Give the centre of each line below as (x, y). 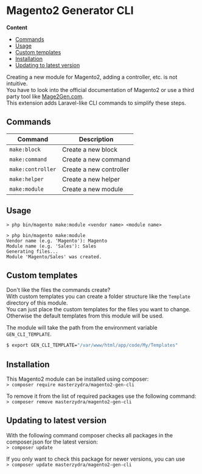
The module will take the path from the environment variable (82, 328)
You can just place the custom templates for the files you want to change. (99, 310)
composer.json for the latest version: (52, 442)
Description (96, 139)
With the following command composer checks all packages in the (90, 435)
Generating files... (33, 251)
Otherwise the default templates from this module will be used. (85, 316)
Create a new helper (91, 179)
